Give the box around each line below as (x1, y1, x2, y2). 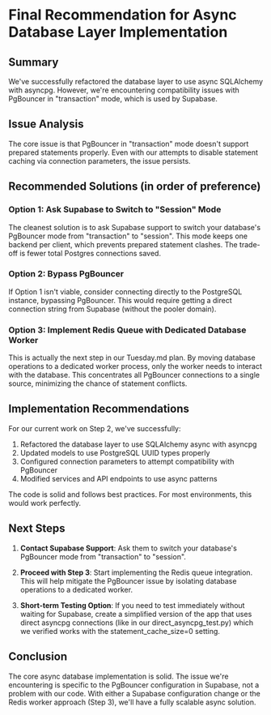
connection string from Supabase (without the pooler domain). (8, 304, 217, 314)
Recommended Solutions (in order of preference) (8, 180, 261, 194)
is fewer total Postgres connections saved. (19, 248, 162, 258)
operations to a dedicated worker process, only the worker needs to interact (8, 362, 263, 371)
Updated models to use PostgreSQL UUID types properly (19, 447, 210, 457)
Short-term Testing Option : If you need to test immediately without (19, 600, 245, 610)
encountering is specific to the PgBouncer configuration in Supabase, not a (8, 679, 260, 690)
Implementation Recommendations (8, 402, 190, 416)
